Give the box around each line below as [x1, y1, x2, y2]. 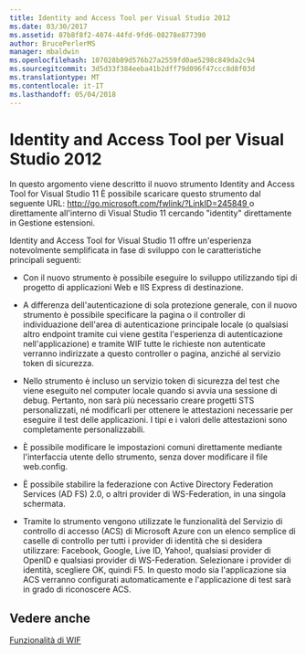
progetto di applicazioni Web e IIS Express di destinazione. [22, 282, 244, 293]
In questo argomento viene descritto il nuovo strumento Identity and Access [9, 179, 295, 190]
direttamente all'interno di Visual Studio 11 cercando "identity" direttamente [9, 207, 292, 219]
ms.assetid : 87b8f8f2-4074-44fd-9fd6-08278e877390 [9, 30, 206, 39]
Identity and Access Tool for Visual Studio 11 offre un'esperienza [9, 235, 252, 247]
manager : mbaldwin [9, 47, 79, 57]
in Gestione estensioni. [9, 217, 96, 228]
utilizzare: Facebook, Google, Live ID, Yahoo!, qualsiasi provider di [22, 545, 271, 556]
